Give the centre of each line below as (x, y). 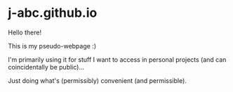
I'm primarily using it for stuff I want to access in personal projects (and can (117, 59)
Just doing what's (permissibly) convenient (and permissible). (97, 80)
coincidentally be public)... (46, 67)
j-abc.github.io (53, 13)
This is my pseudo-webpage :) (52, 46)
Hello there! (25, 32)
